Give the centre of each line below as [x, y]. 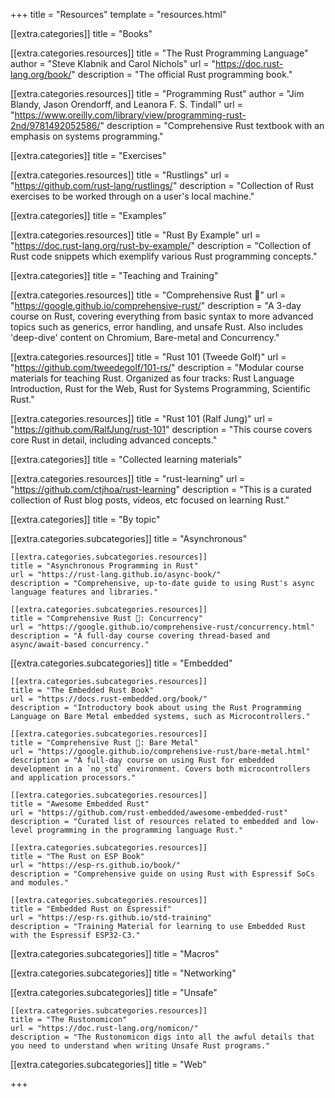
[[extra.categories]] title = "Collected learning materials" [126, 459]
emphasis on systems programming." [87, 136]
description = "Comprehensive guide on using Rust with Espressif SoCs [162, 874]
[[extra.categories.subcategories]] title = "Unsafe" [114, 992]
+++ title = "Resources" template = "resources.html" [118, 14]
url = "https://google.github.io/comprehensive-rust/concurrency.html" [162, 627]
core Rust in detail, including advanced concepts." [114, 440]
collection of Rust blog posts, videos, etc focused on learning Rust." [150, 500]
